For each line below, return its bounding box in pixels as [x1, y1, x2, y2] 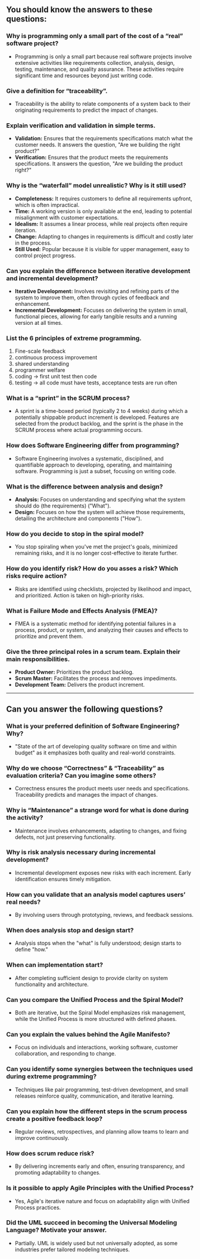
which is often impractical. [14, 201, 80, 208]
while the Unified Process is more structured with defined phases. [14, 1016, 177, 1023]
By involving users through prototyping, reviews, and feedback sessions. [14, 912, 194, 919]
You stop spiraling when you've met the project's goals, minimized [14, 543, 178, 550]
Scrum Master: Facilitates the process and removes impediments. [14, 675, 177, 682]
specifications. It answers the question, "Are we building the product [14, 160, 183, 167]
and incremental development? [6, 274, 98, 282]
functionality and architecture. [14, 981, 89, 988]
